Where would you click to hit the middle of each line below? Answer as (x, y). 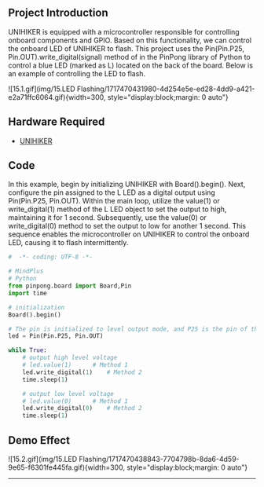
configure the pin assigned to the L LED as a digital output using (112, 192)
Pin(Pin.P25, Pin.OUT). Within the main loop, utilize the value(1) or (114, 201)
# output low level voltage (68, 394)
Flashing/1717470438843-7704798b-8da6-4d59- (159, 459)
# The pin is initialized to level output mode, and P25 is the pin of (128, 329)
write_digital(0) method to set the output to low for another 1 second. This (127, 226)
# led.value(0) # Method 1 (75, 401)
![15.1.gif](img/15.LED (42, 89)
